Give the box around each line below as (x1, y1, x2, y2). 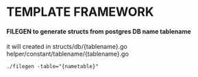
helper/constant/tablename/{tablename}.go (6, 49, 129, 58)
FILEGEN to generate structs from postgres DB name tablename (6, 27, 191, 35)
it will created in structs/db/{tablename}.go (6, 43, 127, 51)
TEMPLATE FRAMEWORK (6, 4, 154, 20)
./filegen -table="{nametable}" (6, 63, 99, 70)
